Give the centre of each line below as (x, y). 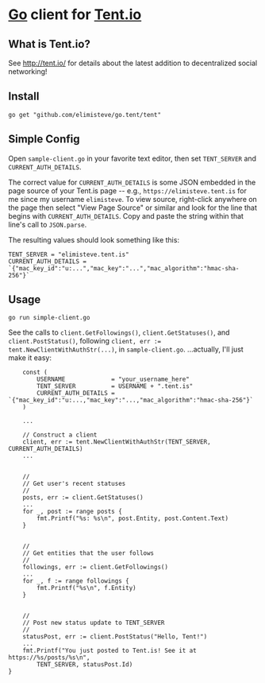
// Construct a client (60, 435)
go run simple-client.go (49, 318)
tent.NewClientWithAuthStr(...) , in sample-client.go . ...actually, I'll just (126, 349)
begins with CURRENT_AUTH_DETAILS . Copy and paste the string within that (126, 215)
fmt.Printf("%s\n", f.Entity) (86, 588)
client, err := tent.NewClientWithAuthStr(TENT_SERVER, (117, 442)
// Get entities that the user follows (88, 553)
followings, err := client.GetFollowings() (96, 567)
